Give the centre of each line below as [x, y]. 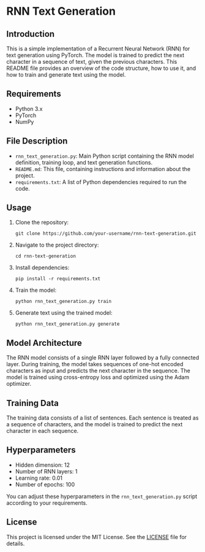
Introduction [31, 34]
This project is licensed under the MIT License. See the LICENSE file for [97, 537]
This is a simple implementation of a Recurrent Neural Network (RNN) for [98, 48]
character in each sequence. [43, 431]
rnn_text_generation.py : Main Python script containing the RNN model [104, 156]
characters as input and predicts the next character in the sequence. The [99, 371]
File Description [37, 141]
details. [16, 543]
